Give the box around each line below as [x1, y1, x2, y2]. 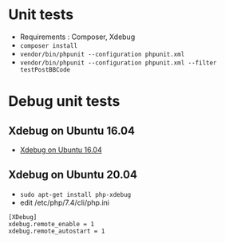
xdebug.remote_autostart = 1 [8, 227, 105, 235]
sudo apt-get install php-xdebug [19, 190, 132, 198]
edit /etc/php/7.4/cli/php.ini [19, 198, 110, 207]
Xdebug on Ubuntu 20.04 [8, 168, 138, 182]
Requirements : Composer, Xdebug [19, 32, 136, 41]
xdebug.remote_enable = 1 [8, 220, 94, 228]
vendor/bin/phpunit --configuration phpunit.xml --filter [19, 58, 217, 67]
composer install [19, 41, 78, 49]
